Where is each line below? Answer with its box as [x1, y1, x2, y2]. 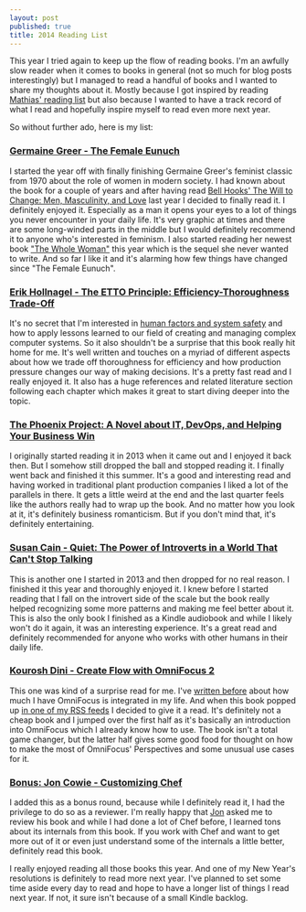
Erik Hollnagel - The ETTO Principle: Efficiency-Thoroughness [9, 285, 290, 298]
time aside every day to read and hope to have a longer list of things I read [9, 883, 290, 894]
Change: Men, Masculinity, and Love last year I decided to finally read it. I [9, 194, 286, 206]
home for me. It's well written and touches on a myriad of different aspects [9, 347, 290, 358]
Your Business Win [9, 429, 96, 442]
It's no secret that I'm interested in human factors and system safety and [9, 317, 283, 328]
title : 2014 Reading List [9, 30, 108, 39]
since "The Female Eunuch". [9, 263, 116, 274]
